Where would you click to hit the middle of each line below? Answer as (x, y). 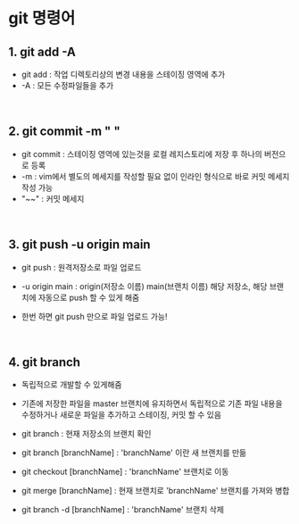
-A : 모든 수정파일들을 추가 (67, 85)
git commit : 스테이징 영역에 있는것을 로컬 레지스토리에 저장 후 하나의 (141, 154)
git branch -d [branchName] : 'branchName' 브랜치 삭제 (123, 510)
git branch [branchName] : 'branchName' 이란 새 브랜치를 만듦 (134, 453)
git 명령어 (42, 18)
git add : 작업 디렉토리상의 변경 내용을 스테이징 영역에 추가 (123, 74)
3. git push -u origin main (79, 245)
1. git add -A (42, 51)
